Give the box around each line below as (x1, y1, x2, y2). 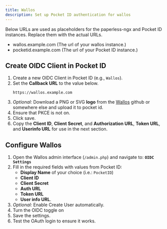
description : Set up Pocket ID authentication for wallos (5, 12, 131, 17)
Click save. (12, 115, 36, 121)
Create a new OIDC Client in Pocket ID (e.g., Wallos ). (12, 75, 123, 81)
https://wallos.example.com (12, 90, 72, 95)
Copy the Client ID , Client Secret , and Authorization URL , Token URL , (12, 120, 160, 127)
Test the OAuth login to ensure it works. (12, 218, 96, 224)
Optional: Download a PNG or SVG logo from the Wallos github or (12, 99, 150, 105)
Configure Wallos (5, 141, 62, 149)
